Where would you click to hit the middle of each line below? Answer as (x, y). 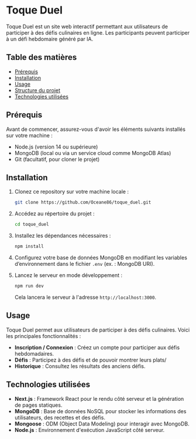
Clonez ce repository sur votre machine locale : (71, 192)
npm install (29, 246)
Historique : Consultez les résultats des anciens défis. (80, 366)
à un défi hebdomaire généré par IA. (50, 39)
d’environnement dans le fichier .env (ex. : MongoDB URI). (85, 264)
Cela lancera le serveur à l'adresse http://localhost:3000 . (85, 297)
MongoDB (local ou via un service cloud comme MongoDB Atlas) (93, 153)
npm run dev (29, 286)
